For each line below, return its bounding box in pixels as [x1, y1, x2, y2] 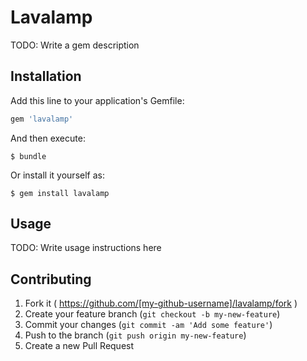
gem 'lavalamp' [10, 114, 74, 124]
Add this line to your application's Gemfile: [10, 94, 185, 106]
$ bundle [10, 151, 47, 161]
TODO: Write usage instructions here [10, 242, 162, 254]
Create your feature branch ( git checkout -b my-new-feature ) [24, 308, 281, 320]
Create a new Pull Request [24, 340, 135, 352]
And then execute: [10, 132, 86, 144]
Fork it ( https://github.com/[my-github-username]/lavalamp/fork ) [24, 297, 298, 310]
